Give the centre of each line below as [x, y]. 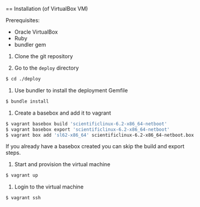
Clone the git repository [44, 56]
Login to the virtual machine [49, 187]
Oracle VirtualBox [36, 32]
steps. [13, 153]
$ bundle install [27, 101]
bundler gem [30, 45]
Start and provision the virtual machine [62, 164]
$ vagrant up [22, 175]
